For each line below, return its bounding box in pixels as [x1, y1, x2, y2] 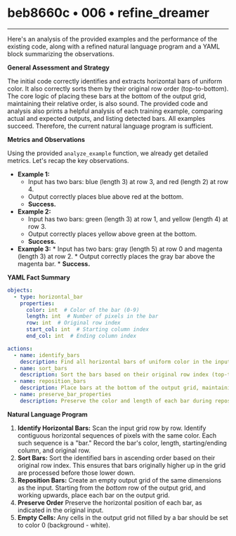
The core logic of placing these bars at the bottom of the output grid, [7, 91, 206, 100]
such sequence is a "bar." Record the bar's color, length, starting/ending [17, 438, 227, 447]
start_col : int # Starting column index [25, 326, 150, 333]
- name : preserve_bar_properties [13, 391, 112, 398]
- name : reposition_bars [13, 378, 86, 385]
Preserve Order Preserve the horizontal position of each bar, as [17, 498, 202, 506]
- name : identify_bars [13, 351, 80, 359]
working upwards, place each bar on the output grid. [17, 490, 170, 499]
